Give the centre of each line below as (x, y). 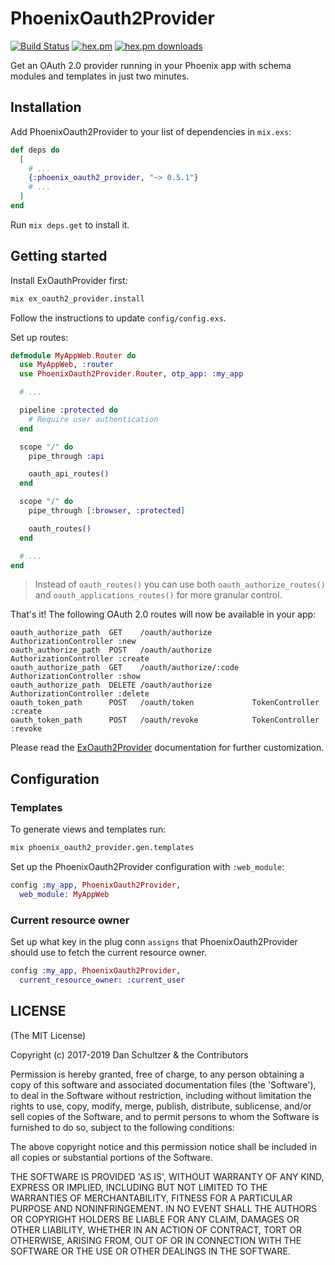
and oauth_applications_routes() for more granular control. (158, 595)
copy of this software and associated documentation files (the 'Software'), (163, 1084)
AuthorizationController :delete (80, 694)
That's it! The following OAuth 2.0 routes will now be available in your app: (163, 614)
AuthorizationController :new (73, 642)
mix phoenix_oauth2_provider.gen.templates (102, 848)
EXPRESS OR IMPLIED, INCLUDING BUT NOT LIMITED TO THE (139, 1187)
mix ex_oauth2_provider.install (77, 298)
